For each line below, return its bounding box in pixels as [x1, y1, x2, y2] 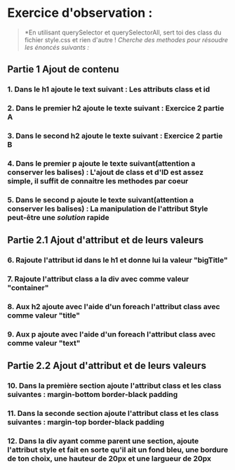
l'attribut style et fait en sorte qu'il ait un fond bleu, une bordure [7, 445, 229, 455]
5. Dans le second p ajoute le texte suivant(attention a [7, 195, 194, 204]
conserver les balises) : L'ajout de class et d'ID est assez [7, 167, 204, 177]
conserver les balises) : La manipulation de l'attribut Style [7, 204, 208, 214]
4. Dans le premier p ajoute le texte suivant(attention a [7, 159, 196, 169]
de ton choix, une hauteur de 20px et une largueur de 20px [7, 454, 212, 464]
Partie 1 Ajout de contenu [7, 63, 119, 75]
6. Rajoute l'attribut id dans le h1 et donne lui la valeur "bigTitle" [7, 255, 228, 265]
